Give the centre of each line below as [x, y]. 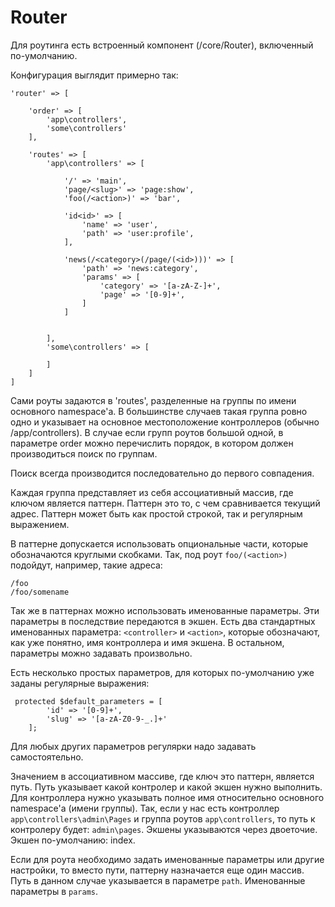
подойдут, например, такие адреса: [86, 565]
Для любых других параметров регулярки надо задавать [133, 746]
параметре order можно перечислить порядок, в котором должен [152, 443]
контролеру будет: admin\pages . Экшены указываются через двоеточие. [164, 829]
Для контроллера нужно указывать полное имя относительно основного [167, 797]
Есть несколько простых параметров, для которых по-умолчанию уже [162, 672]
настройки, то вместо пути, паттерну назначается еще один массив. [157, 870]
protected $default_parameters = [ [88, 701]
